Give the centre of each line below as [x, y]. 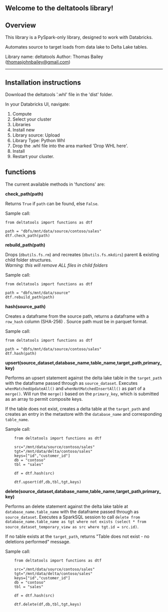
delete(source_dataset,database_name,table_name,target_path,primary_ [83, 491]
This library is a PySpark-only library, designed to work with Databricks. [79, 38]
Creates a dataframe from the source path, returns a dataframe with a [77, 316]
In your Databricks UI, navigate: [37, 104]
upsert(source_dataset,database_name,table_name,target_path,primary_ [83, 363]
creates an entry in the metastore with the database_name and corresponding [84, 414]
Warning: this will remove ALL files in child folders [56, 265]
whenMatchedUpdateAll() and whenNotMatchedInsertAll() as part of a [75, 388]
